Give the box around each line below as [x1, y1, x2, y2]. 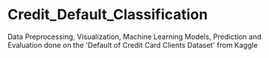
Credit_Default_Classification [7, 6, 209, 24]
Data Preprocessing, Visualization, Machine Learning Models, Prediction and [7, 32, 262, 41]
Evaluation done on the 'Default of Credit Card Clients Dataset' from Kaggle [7, 40, 259, 49]
